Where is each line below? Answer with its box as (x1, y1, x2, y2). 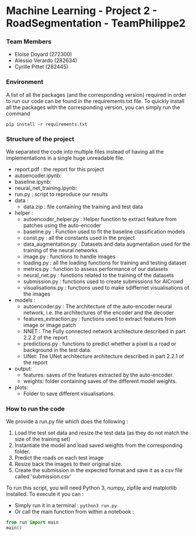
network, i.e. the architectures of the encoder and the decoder (23, 309, 174, 316)
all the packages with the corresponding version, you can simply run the (6, 104, 180, 111)
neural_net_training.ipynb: (14, 185, 77, 192)
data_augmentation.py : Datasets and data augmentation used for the (23, 240, 191, 247)
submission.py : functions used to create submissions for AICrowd (23, 278, 184, 285)
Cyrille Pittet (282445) (14, 63, 68, 70)
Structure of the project (6, 135, 74, 143)
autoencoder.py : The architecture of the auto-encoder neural (23, 303, 173, 310)
